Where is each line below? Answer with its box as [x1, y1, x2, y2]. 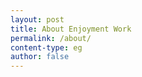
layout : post [10, 14, 65, 25]
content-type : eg [10, 42, 83, 53]
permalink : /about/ [10, 33, 92, 43]
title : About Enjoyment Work [10, 24, 132, 34]
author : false [10, 52, 70, 62]
